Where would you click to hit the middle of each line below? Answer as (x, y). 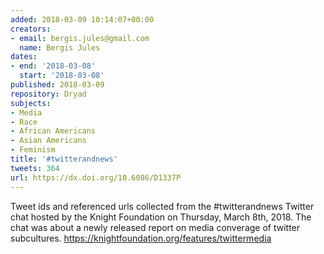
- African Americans (53, 131)
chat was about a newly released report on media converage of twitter (155, 227)
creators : (31, 29)
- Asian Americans (48, 141)
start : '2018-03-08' (62, 76)
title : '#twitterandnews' (64, 159)
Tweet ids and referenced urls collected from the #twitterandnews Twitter (162, 206)
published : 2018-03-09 (57, 85)
